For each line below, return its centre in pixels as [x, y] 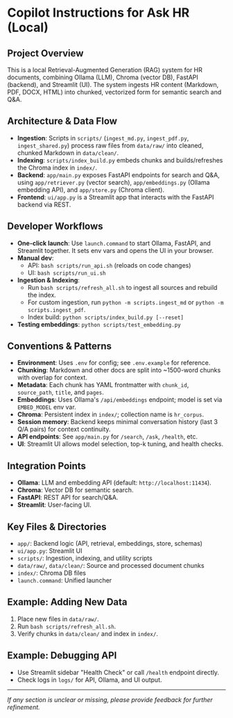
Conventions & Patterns [60, 346]
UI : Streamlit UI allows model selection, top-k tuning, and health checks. [120, 444]
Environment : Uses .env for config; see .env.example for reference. [114, 363]
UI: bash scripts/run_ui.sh [67, 272]
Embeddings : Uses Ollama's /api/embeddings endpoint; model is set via [120, 400]
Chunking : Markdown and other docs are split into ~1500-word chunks [119, 370]
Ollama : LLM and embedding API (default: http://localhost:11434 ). [114, 483]
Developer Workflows [55, 226]
